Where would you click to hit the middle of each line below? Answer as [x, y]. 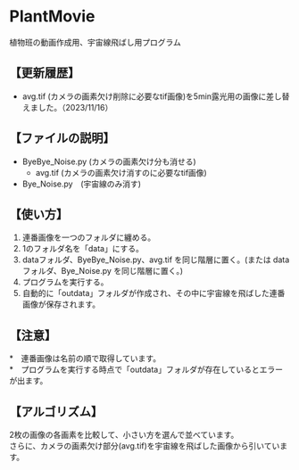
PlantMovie [52, 16]
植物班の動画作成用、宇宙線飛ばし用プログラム [95, 42]
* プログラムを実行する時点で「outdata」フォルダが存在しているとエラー [146, 370]
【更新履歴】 [45, 73]
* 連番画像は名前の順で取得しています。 [85, 359]
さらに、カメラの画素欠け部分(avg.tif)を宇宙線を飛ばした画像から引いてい [145, 446]
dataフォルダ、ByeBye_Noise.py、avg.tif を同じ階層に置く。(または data [156, 260]
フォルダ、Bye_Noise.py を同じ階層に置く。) [102, 271]
